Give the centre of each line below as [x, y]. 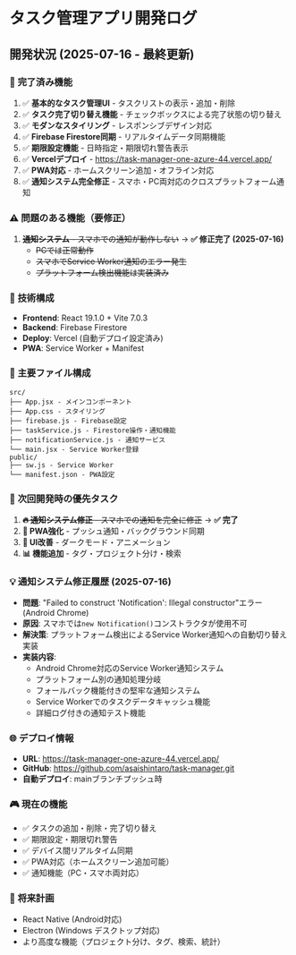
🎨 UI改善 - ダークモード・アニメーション [97, 542]
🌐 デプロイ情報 [42, 738]
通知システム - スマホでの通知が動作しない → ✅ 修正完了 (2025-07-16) [153, 239]
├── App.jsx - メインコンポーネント [71, 402]
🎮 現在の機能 [38, 804]
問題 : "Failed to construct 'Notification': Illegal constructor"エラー [142, 603]
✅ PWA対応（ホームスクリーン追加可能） [98, 861]
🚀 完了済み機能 [41, 81]
